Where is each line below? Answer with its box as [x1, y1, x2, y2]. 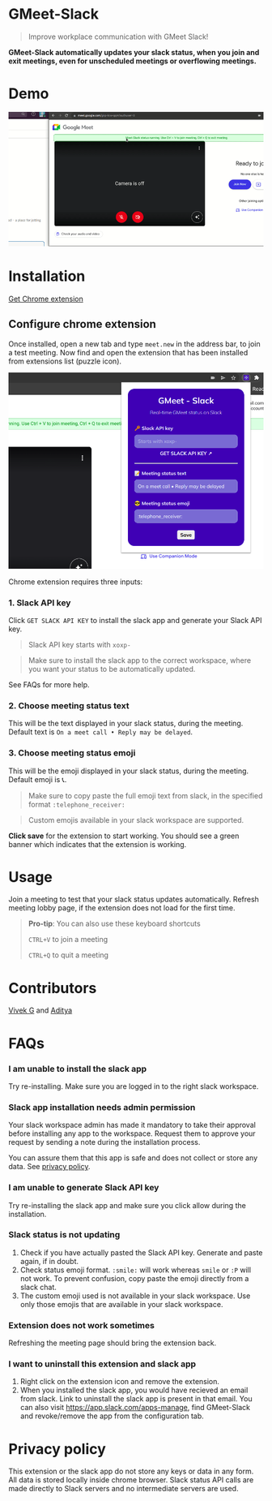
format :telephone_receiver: [28, 799, 125, 809]
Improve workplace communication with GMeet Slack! [28, 32, 209, 41]
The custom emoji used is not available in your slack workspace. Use [19, 1291, 251, 1301]
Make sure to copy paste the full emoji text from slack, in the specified [28, 790, 263, 800]
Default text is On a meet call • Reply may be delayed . [8, 727, 193, 737]
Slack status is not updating [8, 1229, 121, 1241]
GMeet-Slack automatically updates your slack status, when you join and [8, 47, 260, 57]
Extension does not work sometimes [8, 1319, 155, 1331]
